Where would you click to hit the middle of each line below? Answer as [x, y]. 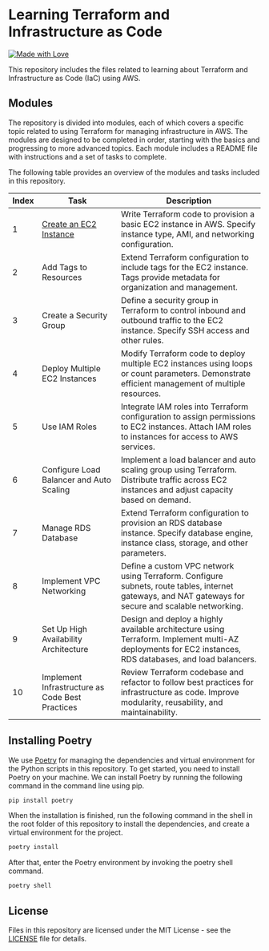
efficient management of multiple [183, 383]
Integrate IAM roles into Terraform [185, 407]
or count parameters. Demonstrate [185, 373]
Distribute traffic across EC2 [174, 480]
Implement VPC [71, 581]
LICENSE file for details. [48, 939]
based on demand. [156, 500]
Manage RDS [66, 528]
